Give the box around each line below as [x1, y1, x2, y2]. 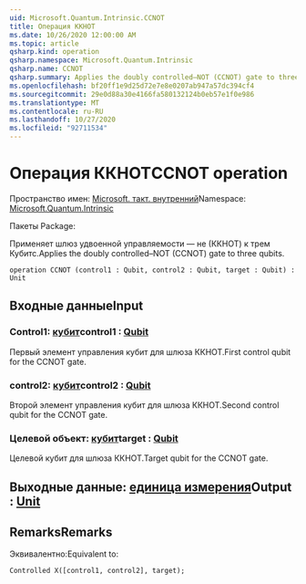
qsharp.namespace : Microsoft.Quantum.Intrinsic [9, 56, 194, 65]
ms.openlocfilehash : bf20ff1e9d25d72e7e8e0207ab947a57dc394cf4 [9, 81, 255, 90]
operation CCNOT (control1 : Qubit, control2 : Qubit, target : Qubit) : [9, 266, 296, 275]
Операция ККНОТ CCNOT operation [9, 163, 289, 183]
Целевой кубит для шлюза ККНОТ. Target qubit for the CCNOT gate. [9, 453, 269, 464]
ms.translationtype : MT [9, 98, 100, 108]
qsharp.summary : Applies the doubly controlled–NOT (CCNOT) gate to [9, 73, 275, 82]
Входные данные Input [9, 298, 144, 314]
